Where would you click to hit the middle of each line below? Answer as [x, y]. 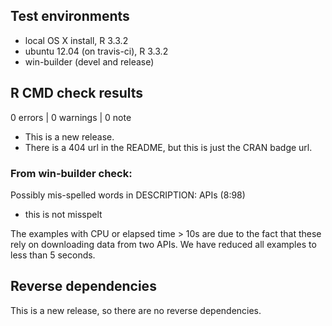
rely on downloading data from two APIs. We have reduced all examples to [163, 244]
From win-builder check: [71, 173]
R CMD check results [77, 93]
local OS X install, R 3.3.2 [76, 40]
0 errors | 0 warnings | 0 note [71, 117]
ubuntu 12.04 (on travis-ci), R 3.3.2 [96, 51]
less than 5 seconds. [53, 255]
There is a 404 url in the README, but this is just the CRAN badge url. [168, 147]
